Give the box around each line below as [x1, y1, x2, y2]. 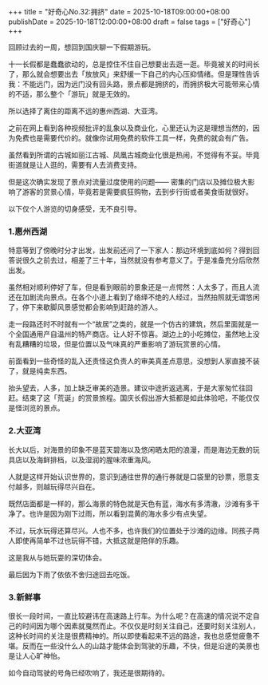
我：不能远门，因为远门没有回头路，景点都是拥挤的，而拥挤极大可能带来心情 [8, 79, 260, 89]
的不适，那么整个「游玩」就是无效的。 [8, 89, 134, 98]
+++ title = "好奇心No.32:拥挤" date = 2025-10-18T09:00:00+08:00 [8, 7, 230, 16]
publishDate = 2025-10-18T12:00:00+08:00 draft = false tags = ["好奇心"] [8, 17, 251, 26]
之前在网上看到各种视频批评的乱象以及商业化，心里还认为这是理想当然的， [8, 123, 253, 133]
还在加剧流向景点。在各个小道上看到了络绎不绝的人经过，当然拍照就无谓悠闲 [8, 292, 260, 302]
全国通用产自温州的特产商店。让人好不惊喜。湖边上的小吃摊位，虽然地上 [14, 330, 253, 339]
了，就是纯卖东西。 [8, 366, 72, 376]
